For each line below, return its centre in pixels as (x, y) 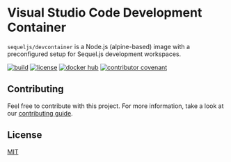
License (25, 135)
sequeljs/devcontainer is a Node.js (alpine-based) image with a (98, 46)
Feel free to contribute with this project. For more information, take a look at (115, 106)
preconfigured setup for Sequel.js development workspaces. (94, 54)
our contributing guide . (40, 113)
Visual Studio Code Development (105, 13)
